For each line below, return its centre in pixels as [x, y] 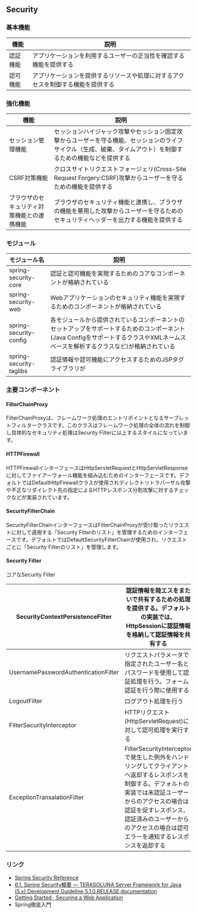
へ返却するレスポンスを [157, 775]
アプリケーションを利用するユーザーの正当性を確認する [108, 55]
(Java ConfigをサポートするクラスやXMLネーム [115, 338]
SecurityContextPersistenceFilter [64, 617]
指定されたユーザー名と [157, 664]
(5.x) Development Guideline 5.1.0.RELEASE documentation [86, 892]
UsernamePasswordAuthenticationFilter [64, 672]
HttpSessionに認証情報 [158, 626]
